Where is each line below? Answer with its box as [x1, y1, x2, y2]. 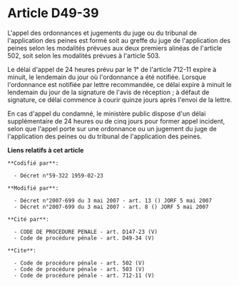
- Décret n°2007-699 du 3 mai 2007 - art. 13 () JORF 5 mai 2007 [14, 197, 213, 204]
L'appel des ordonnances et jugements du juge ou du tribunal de [7, 29, 198, 37]
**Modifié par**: [7, 184, 59, 192]
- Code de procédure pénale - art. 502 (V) [14, 259, 145, 267]
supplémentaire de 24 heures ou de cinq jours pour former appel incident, [7, 116, 225, 126]
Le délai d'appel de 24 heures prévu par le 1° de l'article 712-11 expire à [7, 65, 217, 73]
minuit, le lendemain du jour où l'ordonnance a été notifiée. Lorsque [7, 73, 207, 81]
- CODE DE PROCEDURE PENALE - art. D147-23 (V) [14, 228, 158, 235]
